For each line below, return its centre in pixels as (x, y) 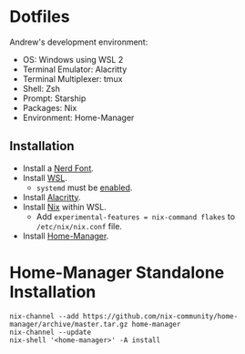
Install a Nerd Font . (58, 168)
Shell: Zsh (41, 88)
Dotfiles (40, 17)
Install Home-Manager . (66, 236)
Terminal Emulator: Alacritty (75, 69)
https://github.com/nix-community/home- (160, 316)
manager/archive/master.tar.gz (69, 324)
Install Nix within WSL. (65, 207)
